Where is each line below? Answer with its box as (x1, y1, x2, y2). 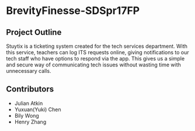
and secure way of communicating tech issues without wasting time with (6, 61, 181, 68)
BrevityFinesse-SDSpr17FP (6, 4, 140, 17)
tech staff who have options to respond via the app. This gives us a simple (6, 55, 185, 62)
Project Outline (6, 27, 62, 37)
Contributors (6, 84, 54, 94)
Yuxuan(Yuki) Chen (14, 106, 61, 113)
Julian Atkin (14, 100, 43, 107)
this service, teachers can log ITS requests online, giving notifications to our (6, 49, 190, 56)
